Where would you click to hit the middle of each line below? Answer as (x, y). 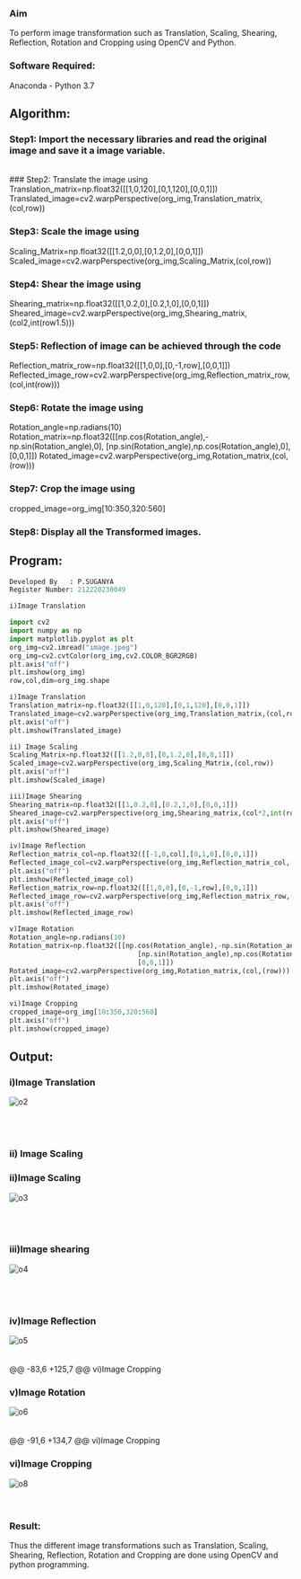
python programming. (49, 1565)
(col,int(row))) (35, 385)
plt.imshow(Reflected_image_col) (72, 879)
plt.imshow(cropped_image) (60, 1029)
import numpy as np (46, 631)
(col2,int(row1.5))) (42, 323)
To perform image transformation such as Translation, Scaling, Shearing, (143, 33)
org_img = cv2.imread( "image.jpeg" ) (74, 647)
